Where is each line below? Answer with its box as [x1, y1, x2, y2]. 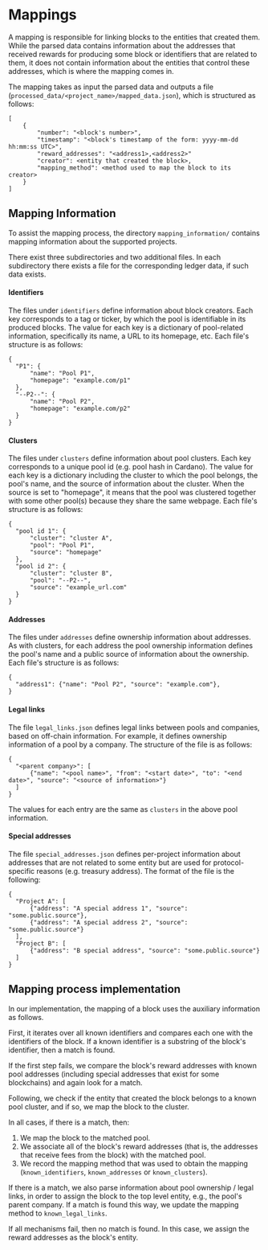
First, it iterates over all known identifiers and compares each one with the [8, 1027, 254, 1038]
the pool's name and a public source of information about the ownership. [8, 650, 250, 659]
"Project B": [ [15, 939, 67, 948]
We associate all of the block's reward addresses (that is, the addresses [19, 1141, 258, 1151]
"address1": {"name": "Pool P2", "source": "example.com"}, [15, 681, 221, 689]
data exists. [8, 269, 47, 279]
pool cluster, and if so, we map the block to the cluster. [8, 1101, 190, 1111]
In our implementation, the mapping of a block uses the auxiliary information [8, 1003, 261, 1014]
